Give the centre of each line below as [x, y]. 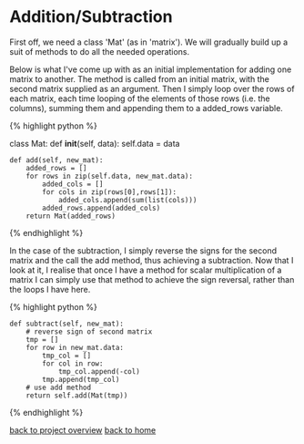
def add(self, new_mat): [56, 160]
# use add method [59, 387]
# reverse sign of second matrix [89, 331]
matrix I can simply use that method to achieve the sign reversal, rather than [152, 279]
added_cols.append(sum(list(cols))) [127, 200]
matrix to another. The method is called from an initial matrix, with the [140, 78]
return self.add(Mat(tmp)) [77, 395]
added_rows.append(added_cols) [101, 208]
